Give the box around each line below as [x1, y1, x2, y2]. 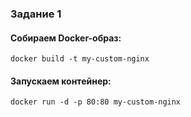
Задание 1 [10, 7, 62, 21]
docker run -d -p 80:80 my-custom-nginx [10, 97, 182, 107]
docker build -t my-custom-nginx [10, 54, 150, 64]
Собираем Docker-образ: [10, 32, 122, 44]
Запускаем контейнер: [10, 75, 112, 87]
